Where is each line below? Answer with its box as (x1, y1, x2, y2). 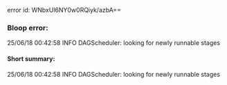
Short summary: (7, 55, 55, 63)
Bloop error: (7, 23, 48, 32)
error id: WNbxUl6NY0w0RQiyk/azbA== (7, 6, 122, 14)
